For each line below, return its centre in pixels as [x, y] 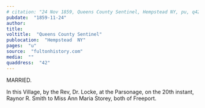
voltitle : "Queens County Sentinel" [54, 35]
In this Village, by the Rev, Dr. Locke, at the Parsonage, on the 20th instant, [100, 92]
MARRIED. [19, 80]
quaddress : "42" [28, 62]
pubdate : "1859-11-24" [37, 18]
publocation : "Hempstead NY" [46, 40]
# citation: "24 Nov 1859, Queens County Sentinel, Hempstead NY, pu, [98, 12]
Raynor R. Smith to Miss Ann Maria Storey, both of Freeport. [81, 98]
